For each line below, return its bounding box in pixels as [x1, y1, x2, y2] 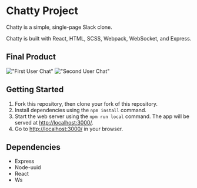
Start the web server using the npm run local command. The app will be [14, 113, 190, 120]
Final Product [6, 52, 56, 62]
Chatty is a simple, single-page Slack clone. [6, 23, 113, 31]
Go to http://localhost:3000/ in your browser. [14, 125, 123, 132]
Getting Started [6, 85, 64, 95]
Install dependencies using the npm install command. [14, 106, 147, 113]
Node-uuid [14, 164, 41, 171]
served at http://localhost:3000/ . [14, 119, 94, 126]
